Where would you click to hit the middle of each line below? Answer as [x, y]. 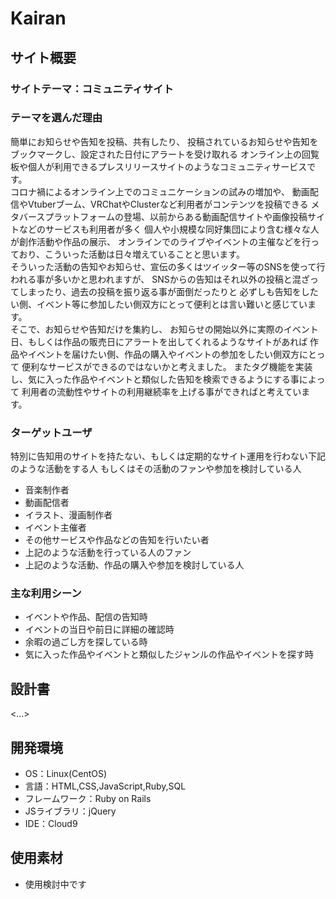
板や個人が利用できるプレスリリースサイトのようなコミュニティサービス [159, 166]
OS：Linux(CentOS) [66, 774]
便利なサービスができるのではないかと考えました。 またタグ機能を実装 [167, 366]
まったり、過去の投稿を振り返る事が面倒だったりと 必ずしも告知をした [173, 291]
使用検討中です [55, 884]
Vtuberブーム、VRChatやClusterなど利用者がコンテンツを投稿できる [168, 204]
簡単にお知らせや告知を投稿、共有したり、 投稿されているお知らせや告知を [164, 141]
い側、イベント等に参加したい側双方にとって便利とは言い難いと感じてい [159, 304]
